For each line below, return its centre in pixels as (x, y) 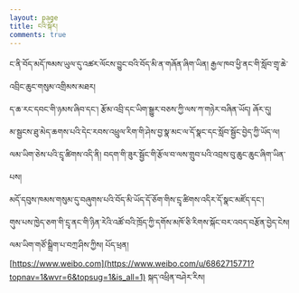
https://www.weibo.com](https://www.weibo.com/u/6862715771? (133, 264)
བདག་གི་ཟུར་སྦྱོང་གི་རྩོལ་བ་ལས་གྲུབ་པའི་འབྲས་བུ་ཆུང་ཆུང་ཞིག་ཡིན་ (195, 155)
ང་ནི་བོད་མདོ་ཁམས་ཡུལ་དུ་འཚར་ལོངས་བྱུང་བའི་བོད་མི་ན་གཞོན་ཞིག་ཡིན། (109, 64)
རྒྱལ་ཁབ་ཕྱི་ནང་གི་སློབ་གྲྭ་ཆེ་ (250, 64)
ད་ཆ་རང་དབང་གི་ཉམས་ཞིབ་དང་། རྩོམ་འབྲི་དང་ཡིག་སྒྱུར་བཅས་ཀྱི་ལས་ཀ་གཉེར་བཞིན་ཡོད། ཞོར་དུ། (140, 109)
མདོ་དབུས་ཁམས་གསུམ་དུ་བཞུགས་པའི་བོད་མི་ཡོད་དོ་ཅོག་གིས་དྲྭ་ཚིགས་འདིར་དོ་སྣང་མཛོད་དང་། (137, 200)
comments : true (38, 34)
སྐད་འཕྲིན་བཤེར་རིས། (177, 278)
